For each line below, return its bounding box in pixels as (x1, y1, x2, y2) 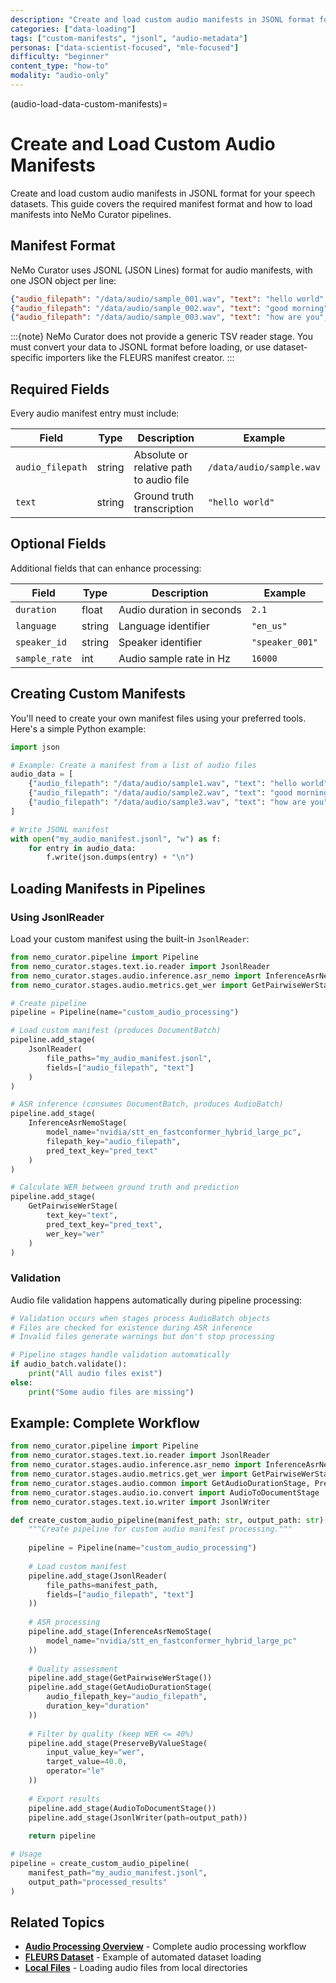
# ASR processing (28, 1617, 101, 1628)
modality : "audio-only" (10, 71, 110, 81)
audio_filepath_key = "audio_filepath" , (46, 1692, 208, 1702)
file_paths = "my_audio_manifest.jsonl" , (46, 1053, 213, 1063)
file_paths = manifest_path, (46, 1580, 159, 1590)
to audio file (133, 473, 190, 487)
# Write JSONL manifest (10, 824, 110, 835)
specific (10, 352, 44, 364)
